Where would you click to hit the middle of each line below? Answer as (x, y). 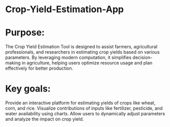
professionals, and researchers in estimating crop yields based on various (82, 52)
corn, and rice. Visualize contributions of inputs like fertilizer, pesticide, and (84, 108)
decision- (143, 57)
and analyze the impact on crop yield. (45, 119)
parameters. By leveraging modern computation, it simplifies (69, 57)
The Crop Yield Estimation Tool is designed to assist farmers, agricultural (81, 47)
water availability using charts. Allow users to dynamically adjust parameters (85, 114)
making (13, 63)
